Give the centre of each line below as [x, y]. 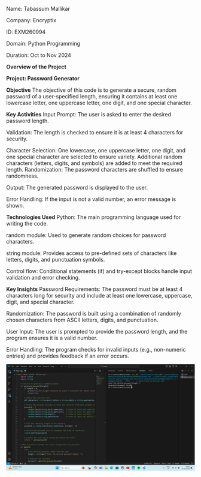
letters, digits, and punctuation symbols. [56, 259]
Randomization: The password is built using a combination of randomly [94, 313]
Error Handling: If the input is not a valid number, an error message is [91, 199]
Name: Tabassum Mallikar [38, 9]
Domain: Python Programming [43, 43]
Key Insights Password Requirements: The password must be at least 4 [95, 289]
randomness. [22, 176]
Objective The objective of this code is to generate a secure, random [91, 90]
